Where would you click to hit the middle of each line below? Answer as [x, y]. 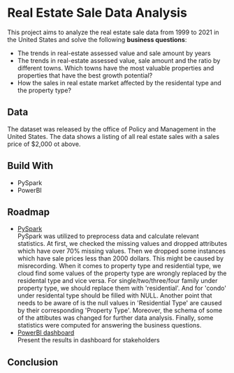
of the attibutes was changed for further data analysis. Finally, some [115, 318]
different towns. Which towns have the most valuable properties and [116, 68]
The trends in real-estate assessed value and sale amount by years [114, 53]
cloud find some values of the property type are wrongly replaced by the [122, 273]
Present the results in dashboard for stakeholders [88, 340]
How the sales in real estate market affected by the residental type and [119, 82]
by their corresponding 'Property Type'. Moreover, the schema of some [120, 310]
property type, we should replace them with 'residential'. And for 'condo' [122, 288]
